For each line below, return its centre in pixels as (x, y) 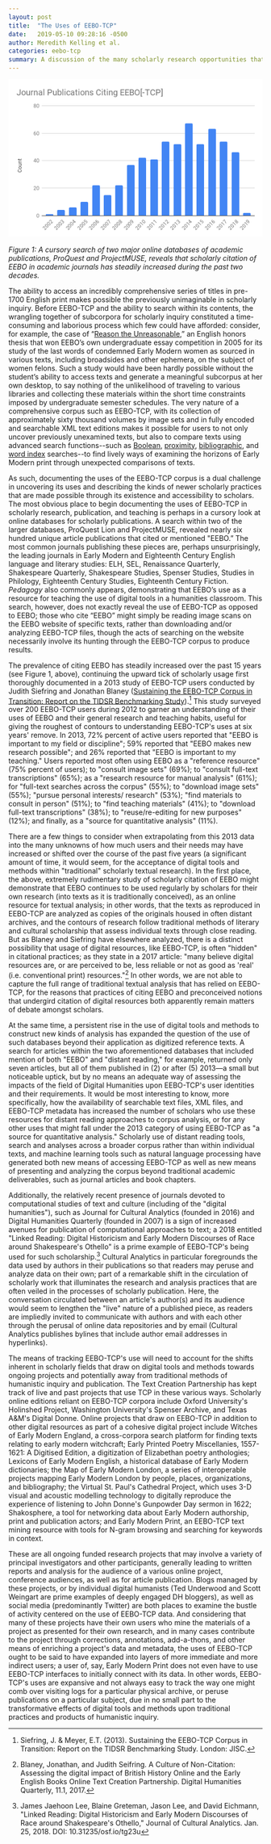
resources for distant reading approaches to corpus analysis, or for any (127, 1119)
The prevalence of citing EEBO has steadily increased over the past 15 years (135, 665)
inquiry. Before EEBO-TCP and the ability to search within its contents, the (131, 308)
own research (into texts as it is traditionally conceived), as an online (122, 897)
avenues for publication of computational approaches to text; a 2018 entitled (135, 1229)
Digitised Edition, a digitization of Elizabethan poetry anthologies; (142, 1452)
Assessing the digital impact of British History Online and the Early (130, 1773)
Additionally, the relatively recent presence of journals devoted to (117, 1195)
